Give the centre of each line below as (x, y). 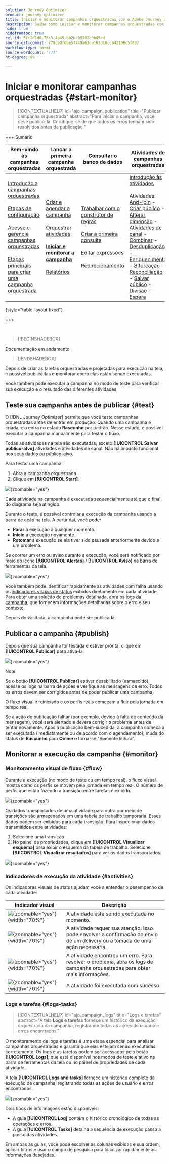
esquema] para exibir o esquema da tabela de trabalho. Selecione (81, 847)
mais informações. (88, 974)
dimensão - (143, 222)
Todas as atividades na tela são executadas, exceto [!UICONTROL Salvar (82, 443)
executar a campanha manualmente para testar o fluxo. (63, 434)
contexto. (15, 608)
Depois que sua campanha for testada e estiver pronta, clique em (73, 645)
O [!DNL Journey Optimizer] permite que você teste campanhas (72, 417)
